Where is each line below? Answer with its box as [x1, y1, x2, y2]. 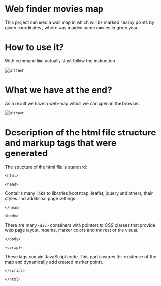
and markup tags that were [5, 137, 117, 148]
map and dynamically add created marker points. [5, 259, 104, 265]
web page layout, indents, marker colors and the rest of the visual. [5, 227, 138, 233]
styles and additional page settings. [5, 195, 77, 201]
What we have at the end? [5, 84, 112, 95]
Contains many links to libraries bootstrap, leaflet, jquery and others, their [5, 190, 153, 196]
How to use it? [5, 42, 64, 53]
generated [5, 148, 48, 159]
